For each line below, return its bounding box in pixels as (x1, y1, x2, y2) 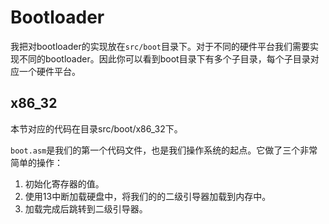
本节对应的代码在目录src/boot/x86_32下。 (10, 122, 183, 135)
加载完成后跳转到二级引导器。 (24, 202, 148, 215)
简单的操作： (10, 156, 63, 168)
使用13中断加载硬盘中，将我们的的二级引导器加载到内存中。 (24, 190, 272, 202)
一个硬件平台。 (18, 65, 81, 77)
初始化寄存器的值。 (24, 177, 105, 190)
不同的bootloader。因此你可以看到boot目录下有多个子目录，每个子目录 (18, 52, 311, 65)
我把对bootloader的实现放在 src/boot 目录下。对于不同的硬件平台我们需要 (10, 40, 311, 52)
